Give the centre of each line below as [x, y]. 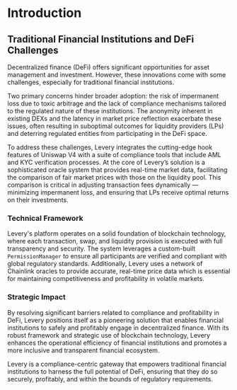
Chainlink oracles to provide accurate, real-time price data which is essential [119, 271]
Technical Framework [45, 218]
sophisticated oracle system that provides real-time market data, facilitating [117, 170]
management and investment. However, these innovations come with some [117, 75]
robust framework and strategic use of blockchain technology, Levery [109, 335]
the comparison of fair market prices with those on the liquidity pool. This [114, 177]
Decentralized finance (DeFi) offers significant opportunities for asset [109, 67]
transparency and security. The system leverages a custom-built [102, 248]
